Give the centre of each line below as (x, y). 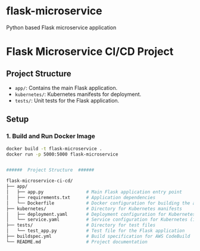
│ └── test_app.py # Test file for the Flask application (96, 231)
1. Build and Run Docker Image (51, 137)
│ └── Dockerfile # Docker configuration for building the (98, 203)
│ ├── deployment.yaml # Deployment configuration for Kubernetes (101, 214)
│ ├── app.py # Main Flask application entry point (94, 192)
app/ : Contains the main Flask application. (66, 88)
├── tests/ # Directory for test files (81, 225)
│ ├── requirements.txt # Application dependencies (81, 197)
